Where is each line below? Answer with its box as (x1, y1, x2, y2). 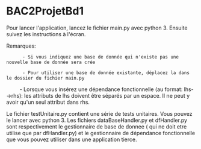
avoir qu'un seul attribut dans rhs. (6, 98, 90, 106)
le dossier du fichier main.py (6, 75, 85, 81)
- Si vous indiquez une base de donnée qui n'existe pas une (22, 54, 179, 60)
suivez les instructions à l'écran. (6, 30, 86, 37)
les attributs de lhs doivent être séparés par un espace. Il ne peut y (23, 92, 190, 99)
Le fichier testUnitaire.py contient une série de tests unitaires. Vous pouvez (6, 110, 193, 117)
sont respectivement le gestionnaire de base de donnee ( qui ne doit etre (6, 122, 187, 130)
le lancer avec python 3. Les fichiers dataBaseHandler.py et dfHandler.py (6, 116, 188, 124)
